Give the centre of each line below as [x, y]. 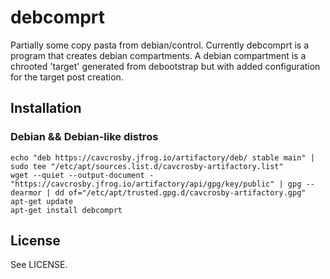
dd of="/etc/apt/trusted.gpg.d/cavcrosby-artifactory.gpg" [180, 192]
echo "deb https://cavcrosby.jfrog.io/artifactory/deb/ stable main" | [162, 157]
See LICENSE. [39, 265]
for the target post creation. [67, 77]
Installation [46, 108]
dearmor [26, 192]
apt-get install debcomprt [66, 210]
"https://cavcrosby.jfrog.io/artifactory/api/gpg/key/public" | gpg [156, 184]
